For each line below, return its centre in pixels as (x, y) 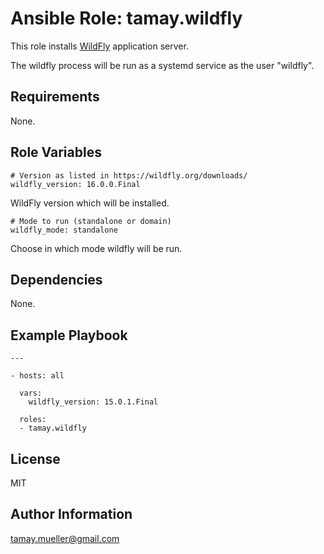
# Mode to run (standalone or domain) (91, 221)
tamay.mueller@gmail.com (65, 538)
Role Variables (56, 152)
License (35, 458)
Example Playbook (69, 335)
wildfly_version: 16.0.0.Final (75, 184)
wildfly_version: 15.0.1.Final (93, 402)
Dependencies (56, 279)
